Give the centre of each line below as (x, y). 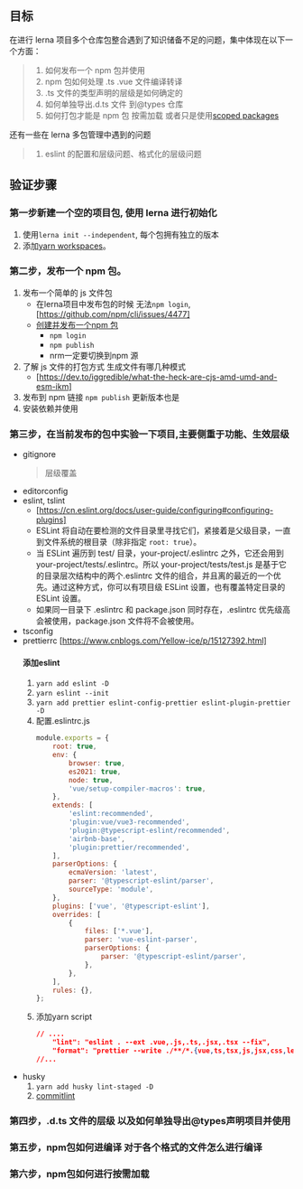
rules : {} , (73, 990)
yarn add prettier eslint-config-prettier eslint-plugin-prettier (163, 703)
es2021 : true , (95, 772)
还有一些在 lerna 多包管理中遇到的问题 (80, 135)
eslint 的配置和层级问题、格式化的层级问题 (123, 154)
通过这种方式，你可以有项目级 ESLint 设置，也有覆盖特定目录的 (169, 587)
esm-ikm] (54, 386)
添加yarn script (64, 1017)
